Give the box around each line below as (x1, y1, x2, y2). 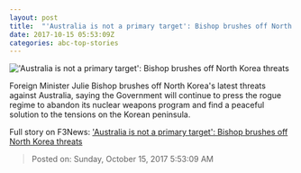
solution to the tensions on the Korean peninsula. (9, 109, 191, 120)
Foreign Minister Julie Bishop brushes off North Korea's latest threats (9, 80, 266, 91)
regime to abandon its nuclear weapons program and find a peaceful (9, 100, 265, 111)
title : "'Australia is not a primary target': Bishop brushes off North (9, 22, 293, 31)
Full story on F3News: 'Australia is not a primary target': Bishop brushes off (9, 127, 288, 138)
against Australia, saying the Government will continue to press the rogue (9, 90, 282, 101)
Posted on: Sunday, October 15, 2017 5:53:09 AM (31, 154, 214, 165)
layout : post (9, 13, 59, 23)
